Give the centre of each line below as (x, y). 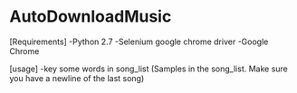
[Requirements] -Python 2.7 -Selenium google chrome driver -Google (139, 42)
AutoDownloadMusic (91, 17)
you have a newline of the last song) (77, 78)
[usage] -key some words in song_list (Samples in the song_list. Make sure (148, 69)
